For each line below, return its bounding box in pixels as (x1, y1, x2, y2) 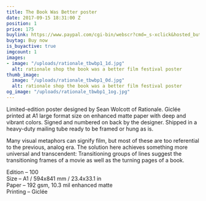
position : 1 (6, 20, 37, 26)
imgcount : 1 (6, 49, 37, 55)
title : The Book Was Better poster (6, 9, 97, 15)
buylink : (6, 32, 29, 38)
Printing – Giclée (6, 188, 48, 195)
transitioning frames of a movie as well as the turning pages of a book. (6, 156, 185, 164)
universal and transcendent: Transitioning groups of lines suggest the (6, 150, 182, 157)
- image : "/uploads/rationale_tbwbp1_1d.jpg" (6, 60, 124, 66)
